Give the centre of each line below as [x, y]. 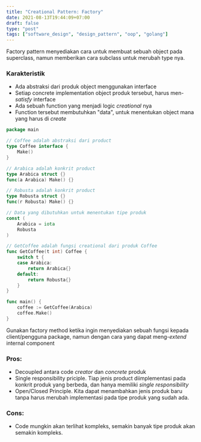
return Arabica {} [49, 268]
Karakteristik [26, 74]
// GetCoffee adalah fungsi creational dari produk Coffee [82, 246]
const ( [16, 218]
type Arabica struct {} [36, 174]
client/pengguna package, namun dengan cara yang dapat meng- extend [96, 336]
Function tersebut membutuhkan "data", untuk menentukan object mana [104, 112]
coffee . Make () [35, 313]
